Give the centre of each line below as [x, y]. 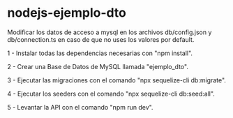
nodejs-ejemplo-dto [67, 13]
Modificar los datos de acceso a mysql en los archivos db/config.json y [110, 32]
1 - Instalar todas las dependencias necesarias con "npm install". [100, 53]
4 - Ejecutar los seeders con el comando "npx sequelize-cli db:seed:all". [111, 94]
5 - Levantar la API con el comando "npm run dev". [80, 107]
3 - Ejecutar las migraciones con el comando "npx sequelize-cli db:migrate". [117, 80]
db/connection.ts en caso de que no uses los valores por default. [101, 39]
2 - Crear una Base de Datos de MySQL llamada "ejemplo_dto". [98, 66]
